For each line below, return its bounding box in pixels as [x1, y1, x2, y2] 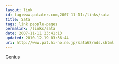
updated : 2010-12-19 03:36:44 [5, 36, 69, 41]
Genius [5, 54, 20, 60]
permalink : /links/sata [5, 26, 56, 31]
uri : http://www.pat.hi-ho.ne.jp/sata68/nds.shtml [5, 40, 114, 45]
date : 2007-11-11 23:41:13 [5, 31, 62, 36]
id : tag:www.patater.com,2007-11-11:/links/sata [5, 12, 110, 17]
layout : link [5, 7, 33, 13]
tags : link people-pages [5, 21, 58, 27]
